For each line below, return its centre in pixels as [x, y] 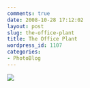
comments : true [29, 13]
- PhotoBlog [24, 58]
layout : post [26, 26]
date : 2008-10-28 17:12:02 [45, 20]
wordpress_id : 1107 [35, 45]
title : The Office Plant [42, 39]
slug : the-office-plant [41, 33]
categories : [24, 52]
